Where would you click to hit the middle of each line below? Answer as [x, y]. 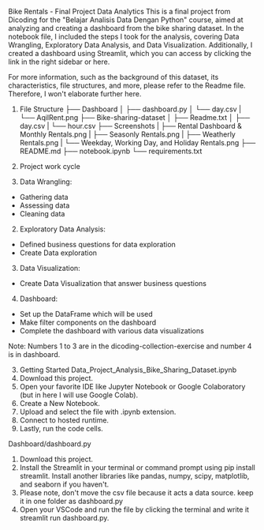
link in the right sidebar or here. [59, 62]
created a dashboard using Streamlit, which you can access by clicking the [130, 53]
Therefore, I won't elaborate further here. [75, 94]
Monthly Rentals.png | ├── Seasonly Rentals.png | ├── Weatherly [128, 134]
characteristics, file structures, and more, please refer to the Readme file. [127, 85]
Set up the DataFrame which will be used [86, 314]
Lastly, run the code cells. [61, 429]
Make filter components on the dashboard [88, 322]
